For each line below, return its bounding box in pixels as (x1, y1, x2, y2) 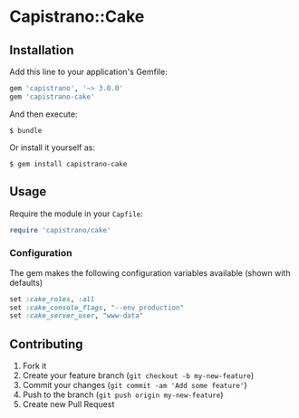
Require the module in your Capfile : (9, 208, 143, 219)
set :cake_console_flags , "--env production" (9, 303, 184, 312)
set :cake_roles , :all (9, 294, 95, 304)
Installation (9, 43, 74, 58)
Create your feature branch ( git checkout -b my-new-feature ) (22, 370, 255, 381)
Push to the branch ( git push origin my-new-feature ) (22, 389, 224, 400)
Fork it (22, 360, 47, 372)
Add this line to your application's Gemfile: (9, 66, 168, 77)
